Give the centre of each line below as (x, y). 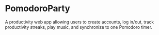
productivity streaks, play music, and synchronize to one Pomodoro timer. (79, 27)
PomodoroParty (38, 9)
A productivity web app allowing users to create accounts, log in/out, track (79, 22)
